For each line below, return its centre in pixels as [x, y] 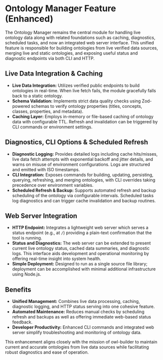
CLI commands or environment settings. [52, 127]
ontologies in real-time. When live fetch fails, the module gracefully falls [84, 90]
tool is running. [27, 238]
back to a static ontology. [37, 96]
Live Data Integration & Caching [54, 74]
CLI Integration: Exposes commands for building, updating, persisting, [83, 175]
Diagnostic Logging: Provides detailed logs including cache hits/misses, [85, 154]
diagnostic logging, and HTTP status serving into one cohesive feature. [83, 307]
